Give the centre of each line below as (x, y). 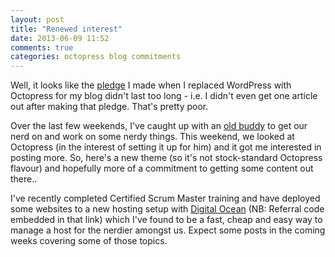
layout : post (37, 19)
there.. (24, 179)
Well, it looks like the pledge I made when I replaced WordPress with (151, 85)
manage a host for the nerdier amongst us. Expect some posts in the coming (168, 230)
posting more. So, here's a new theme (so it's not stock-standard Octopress (166, 158)
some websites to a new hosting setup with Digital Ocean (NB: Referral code (167, 209)
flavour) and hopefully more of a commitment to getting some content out (162, 168)
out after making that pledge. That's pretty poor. (109, 107)
